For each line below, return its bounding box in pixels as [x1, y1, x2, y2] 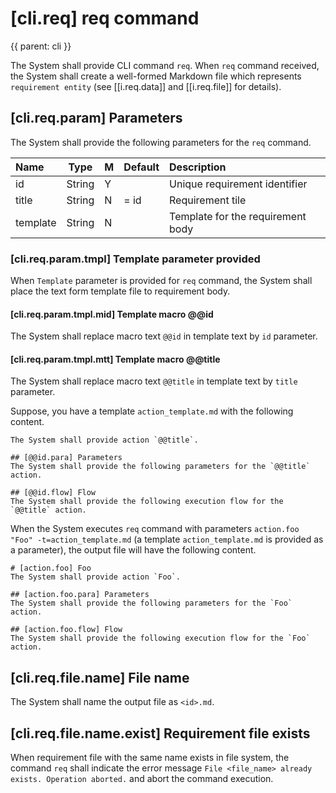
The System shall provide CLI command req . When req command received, [10, 59, 320, 71]
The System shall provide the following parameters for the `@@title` [10, 462, 311, 472]
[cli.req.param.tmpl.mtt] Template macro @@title [10, 353, 221, 365]
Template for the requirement [169, 209, 307, 223]
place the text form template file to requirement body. [10, 285, 231, 297]
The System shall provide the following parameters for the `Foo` [10, 598, 293, 609]
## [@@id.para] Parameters [10, 453, 123, 463]
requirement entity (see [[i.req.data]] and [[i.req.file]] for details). [10, 80, 282, 92]
